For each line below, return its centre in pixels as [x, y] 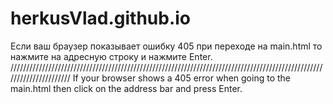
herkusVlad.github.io [101, 18]
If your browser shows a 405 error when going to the [181, 78]
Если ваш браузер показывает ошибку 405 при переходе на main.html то [166, 46]
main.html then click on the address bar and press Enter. [126, 88]
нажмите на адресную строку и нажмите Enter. [111, 56]
